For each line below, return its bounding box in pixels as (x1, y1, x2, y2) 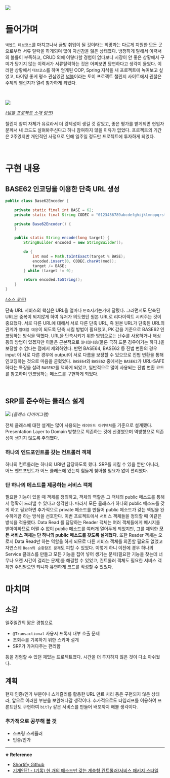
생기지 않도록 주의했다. (14, 435, 60, 441)
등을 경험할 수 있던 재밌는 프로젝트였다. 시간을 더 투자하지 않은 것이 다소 (5, 654, 147, 660)
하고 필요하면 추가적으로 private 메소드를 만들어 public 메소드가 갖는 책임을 (10, 507, 159, 513)
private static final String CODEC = (14, 212, 94, 217)
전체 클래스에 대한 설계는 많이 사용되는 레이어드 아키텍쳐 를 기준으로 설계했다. (5, 422, 153, 428)
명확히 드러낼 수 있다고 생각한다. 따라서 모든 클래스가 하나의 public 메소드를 (10, 500, 159, 506)
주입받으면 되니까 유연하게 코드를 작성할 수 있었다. (14, 564, 113, 570)
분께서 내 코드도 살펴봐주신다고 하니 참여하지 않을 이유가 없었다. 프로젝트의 (5, 127, 153, 133)
